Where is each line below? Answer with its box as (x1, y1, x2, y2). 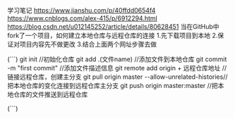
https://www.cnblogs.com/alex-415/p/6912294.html (7, 14, 157, 23)
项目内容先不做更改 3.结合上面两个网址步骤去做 (19, 40, 157, 48)
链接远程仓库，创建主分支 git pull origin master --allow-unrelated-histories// (7, 73, 228, 81)
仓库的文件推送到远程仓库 (13, 90, 88, 99)
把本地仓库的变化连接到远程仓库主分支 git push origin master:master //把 (7, 82, 219, 89)
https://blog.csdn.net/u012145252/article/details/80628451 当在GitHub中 (7, 23, 220, 30)
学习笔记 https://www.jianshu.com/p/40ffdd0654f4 (7, 6, 156, 14)
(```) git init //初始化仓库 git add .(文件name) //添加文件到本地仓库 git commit (7, 55, 227, 63)
